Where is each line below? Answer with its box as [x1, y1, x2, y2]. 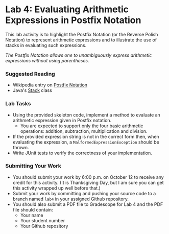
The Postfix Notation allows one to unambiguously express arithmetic [5, 52, 152, 58]
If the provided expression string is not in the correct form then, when [12, 133, 159, 139]
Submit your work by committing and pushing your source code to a [12, 190, 156, 196]
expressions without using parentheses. [5, 57, 89, 63]
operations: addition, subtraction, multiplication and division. [20, 128, 148, 134]
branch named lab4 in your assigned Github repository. [12, 196, 129, 202]
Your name [20, 212, 43, 218]
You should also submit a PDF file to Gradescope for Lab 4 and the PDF [12, 201, 163, 207]
